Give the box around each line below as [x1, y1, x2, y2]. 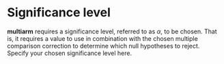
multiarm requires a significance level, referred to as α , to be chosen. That [7, 27, 217, 35]
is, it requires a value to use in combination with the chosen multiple [7, 34, 198, 42]
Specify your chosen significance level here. [7, 49, 132, 57]
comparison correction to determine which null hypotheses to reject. [7, 42, 200, 50]
